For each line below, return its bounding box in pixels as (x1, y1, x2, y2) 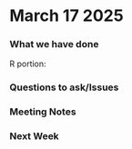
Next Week (9, 130, 59, 143)
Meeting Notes (9, 105, 76, 118)
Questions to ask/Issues (9, 81, 119, 94)
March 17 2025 (9, 5, 125, 26)
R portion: (9, 58, 47, 69)
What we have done (9, 38, 99, 51)
